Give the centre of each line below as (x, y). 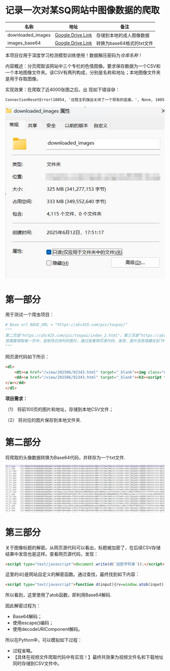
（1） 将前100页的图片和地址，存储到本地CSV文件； (59, 410)
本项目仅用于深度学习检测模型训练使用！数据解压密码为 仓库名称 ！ (74, 55)
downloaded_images (29, 35)
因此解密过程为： (23, 606)
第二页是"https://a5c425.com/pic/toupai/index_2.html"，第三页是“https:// (82, 335)
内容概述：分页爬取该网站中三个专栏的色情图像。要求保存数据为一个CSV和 (83, 66)
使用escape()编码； (33, 623)
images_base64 (24, 43)
